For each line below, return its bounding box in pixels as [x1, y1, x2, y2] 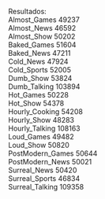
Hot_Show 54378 [8, 98, 65, 108]
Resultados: [8, 7, 47, 16]
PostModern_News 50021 [8, 157, 92, 166]
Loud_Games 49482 [8, 132, 75, 141]
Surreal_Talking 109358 [8, 182, 84, 191]
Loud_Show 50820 [8, 141, 69, 149]
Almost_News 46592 [8, 24, 77, 32]
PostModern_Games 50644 [8, 149, 98, 158]
